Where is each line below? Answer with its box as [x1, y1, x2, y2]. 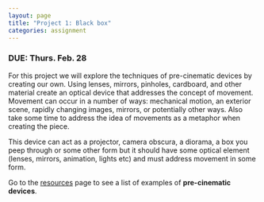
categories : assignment [8, 26, 87, 34]
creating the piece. [8, 121, 70, 131]
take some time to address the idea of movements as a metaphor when [8, 113, 240, 122]
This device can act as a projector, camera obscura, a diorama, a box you [8, 137, 248, 146]
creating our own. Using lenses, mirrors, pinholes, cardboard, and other [8, 79, 242, 88]
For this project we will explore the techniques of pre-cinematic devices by [8, 71, 252, 80]
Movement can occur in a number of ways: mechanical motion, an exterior [8, 96, 251, 106]
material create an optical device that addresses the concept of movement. [8, 87, 254, 97]
